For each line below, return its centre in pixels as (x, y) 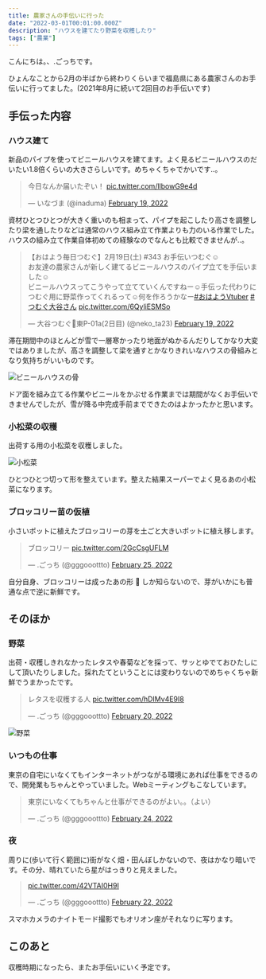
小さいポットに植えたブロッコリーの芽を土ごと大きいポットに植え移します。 (133, 531)
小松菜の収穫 (33, 427)
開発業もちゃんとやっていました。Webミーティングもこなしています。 (136, 784)
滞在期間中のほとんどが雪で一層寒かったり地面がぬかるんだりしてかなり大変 (133, 340)
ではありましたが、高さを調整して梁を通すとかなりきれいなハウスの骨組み (130, 350)
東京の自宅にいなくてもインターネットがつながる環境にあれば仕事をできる (130, 774)
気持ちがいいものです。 (60, 360)
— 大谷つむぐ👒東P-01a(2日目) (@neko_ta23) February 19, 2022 (131, 323)
